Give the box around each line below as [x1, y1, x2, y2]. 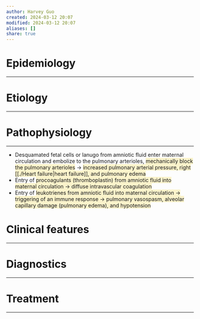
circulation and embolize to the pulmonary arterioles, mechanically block [14, 157, 193, 165]
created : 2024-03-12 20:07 [6, 14, 73, 20]
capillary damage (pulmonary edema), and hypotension [14, 202, 151, 209]
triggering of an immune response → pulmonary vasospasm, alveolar [14, 195, 185, 203]
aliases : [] [6, 25, 36, 32]
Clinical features [6, 223, 89, 236]
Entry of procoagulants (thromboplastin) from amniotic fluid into [14, 176, 171, 184]
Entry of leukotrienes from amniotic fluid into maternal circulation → [14, 189, 181, 196]
